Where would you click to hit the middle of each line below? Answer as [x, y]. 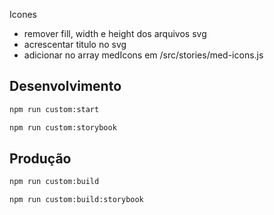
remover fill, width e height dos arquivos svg [115, 33]
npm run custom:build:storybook [76, 200]
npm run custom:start [54, 109]
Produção [40, 158]
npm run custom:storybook [63, 127]
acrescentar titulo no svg [75, 44]
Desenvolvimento [65, 86]
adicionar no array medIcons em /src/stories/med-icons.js [143, 55]
